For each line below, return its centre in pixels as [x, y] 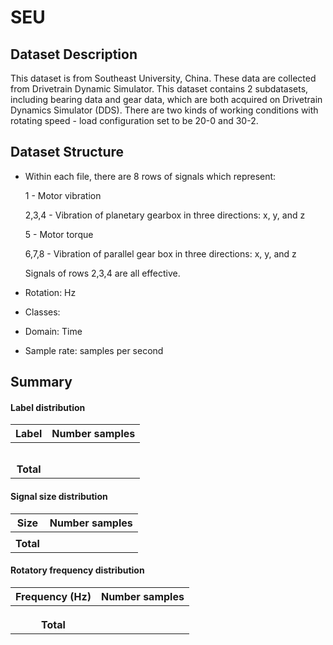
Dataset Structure [67, 152]
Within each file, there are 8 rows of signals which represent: [150, 176]
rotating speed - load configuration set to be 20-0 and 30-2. [134, 120]
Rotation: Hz [50, 292]
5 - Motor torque [59, 234]
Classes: [42, 312]
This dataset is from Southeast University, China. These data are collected [163, 78]
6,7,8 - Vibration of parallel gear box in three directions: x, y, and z [160, 253]
